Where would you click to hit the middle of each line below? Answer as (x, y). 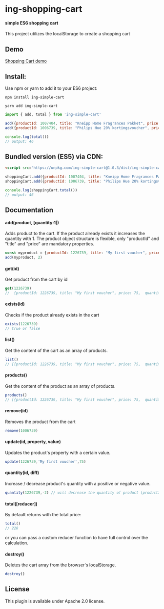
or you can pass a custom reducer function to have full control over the (77, 537)
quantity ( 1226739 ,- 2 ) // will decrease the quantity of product (72, 493)
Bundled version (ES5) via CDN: (54, 156)
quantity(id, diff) (22, 473)
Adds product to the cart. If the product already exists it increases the (75, 234)
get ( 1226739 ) (18, 289)
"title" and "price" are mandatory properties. (50, 244)
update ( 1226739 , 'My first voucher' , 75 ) (46, 462)
